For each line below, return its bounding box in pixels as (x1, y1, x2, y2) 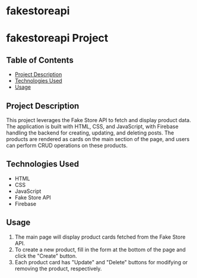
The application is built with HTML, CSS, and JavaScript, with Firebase (6, 123, 179, 130)
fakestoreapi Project (6, 32, 109, 45)
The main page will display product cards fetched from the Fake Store (14, 233, 186, 240)
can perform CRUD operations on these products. (6, 142, 128, 149)
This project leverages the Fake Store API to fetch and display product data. (6, 117, 191, 123)
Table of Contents (6, 55, 74, 65)
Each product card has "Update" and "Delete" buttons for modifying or (14, 258, 188, 265)
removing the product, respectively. (14, 265, 102, 272)
